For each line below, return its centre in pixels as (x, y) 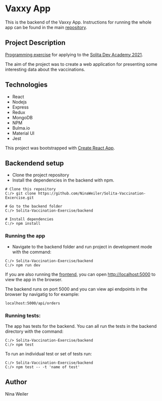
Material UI (23, 133)
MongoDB (22, 117)
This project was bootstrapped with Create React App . (60, 148)
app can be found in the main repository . (46, 27)
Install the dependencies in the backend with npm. (63, 180)
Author (16, 382)
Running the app (25, 236)
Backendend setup (35, 163)
